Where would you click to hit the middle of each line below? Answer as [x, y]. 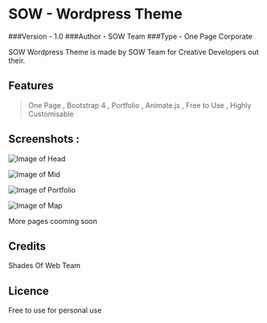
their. [17, 60]
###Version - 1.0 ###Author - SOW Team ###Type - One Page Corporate [131, 36]
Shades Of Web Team [45, 266]
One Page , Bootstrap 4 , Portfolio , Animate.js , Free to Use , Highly [140, 105]
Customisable [51, 114]
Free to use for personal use [55, 310]
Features [31, 86]
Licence [29, 291]
